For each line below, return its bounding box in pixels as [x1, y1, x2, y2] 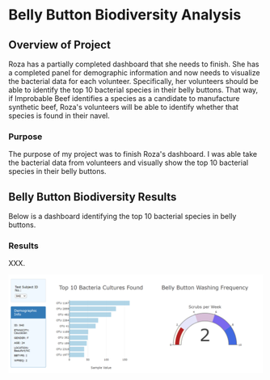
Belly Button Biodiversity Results [8, 190, 177, 204]
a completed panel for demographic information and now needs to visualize [8, 68, 260, 78]
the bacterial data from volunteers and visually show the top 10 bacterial [8, 158, 249, 167]
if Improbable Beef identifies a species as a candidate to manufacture [8, 94, 240, 103]
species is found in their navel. [8, 111, 111, 120]
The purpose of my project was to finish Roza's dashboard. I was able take [8, 150, 257, 159]
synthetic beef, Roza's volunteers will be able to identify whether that [8, 103, 238, 112]
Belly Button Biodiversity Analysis [8, 6, 242, 24]
